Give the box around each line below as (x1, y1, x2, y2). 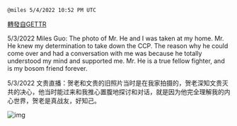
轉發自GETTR (7, 20, 47, 28)
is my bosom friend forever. (7, 64, 88, 72)
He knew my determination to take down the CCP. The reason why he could (7, 42, 229, 50)
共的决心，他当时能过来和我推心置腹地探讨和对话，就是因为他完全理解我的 (7, 88, 224, 96)
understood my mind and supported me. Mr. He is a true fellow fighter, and (7, 57, 225, 65)
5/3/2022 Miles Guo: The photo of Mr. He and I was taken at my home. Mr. (7, 34, 224, 42)
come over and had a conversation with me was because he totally (7, 50, 202, 57)
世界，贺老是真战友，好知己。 (13, 96, 100, 105)
